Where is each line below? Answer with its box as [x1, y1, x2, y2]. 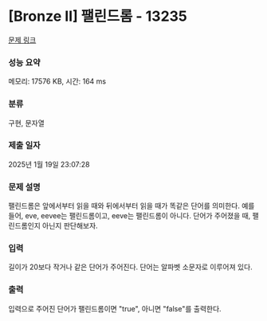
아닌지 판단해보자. [42, 221, 98, 231]
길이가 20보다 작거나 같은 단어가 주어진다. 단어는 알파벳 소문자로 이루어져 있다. [8, 262, 253, 272]
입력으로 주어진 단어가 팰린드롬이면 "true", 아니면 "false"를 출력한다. [8, 303, 222, 313]
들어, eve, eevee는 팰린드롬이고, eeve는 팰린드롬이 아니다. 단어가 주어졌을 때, [8, 211, 251, 221]
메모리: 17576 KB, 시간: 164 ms [8, 76, 106, 86]
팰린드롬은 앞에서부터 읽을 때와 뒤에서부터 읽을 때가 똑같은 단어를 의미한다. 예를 [8, 201, 255, 211]
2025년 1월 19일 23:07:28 [8, 159, 90, 169]
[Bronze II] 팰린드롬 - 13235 [8, 7, 187, 25]
